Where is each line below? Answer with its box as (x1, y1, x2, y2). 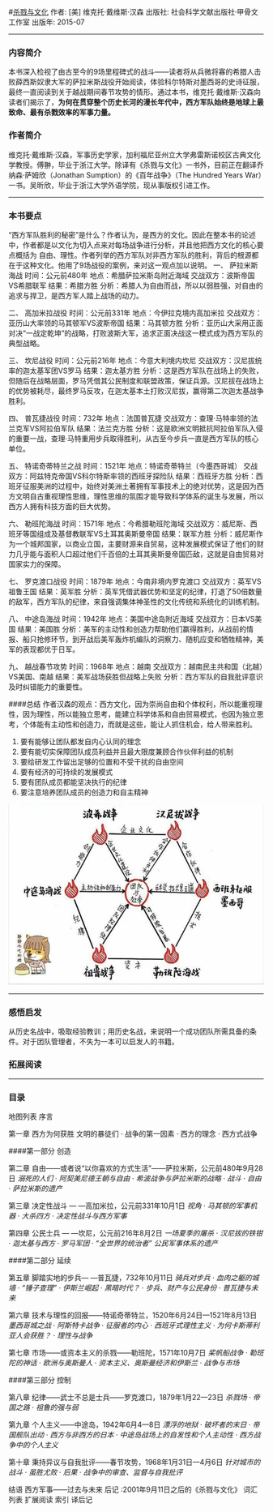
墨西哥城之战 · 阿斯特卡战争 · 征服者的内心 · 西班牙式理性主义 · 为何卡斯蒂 (8, 1320, 253, 1330)
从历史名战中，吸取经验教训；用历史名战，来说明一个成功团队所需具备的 (8, 1026, 250, 1036)
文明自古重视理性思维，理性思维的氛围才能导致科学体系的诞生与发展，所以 (15, 491, 264, 501)
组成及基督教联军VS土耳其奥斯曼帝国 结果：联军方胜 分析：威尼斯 (36, 529, 257, 538)
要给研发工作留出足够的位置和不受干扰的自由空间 (19, 756, 184, 766)
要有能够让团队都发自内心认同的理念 (19, 736, 142, 746)
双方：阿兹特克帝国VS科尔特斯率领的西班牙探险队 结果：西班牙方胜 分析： (8, 471, 257, 481)
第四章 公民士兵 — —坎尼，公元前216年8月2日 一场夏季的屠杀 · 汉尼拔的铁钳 (8, 1227, 263, 1238)
